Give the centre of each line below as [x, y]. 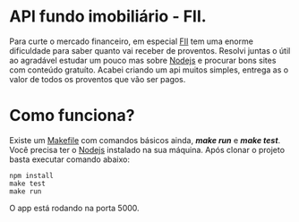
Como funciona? [72, 116]
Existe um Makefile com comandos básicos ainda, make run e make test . [145, 140]
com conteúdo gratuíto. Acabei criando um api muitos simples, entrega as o [149, 70]
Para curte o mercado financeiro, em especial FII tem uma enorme [131, 41]
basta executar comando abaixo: [70, 159]
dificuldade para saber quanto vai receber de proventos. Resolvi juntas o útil [150, 50]
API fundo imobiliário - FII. [108, 17]
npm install [31, 175]
